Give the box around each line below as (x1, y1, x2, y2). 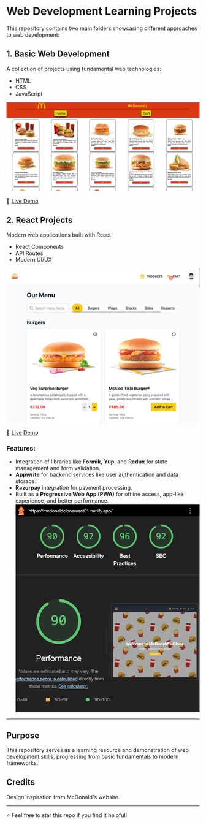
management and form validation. (15, 465, 101, 472)
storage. (15, 477, 37, 485)
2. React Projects (6, 215, 73, 225)
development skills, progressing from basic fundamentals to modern (6, 753, 179, 761)
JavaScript (15, 90, 43, 97)
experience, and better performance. (15, 497, 109, 504)
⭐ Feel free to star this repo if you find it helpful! (6, 811, 128, 819)
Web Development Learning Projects (6, 4, 197, 18)
